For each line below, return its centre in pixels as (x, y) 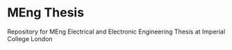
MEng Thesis (46, 13)
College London (30, 38)
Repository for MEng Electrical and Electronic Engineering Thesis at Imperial (116, 32)
